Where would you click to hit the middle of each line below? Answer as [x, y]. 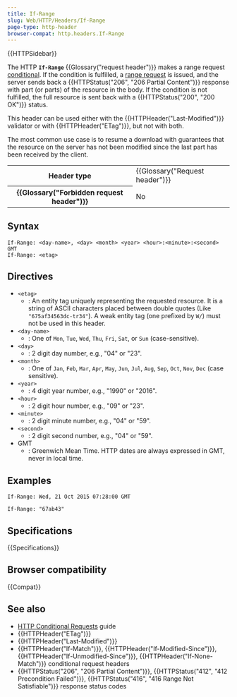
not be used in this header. [67, 323]
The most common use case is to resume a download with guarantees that [116, 140]
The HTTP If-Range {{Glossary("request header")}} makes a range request [116, 67]
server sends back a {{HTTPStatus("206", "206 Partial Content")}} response [119, 83]
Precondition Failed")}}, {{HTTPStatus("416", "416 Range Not [105, 679]
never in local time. [55, 459]
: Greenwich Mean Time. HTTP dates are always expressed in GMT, [126, 451]
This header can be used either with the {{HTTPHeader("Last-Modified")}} [116, 119]
